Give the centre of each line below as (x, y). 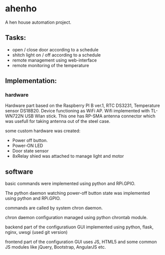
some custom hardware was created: (43, 131)
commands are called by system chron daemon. (54, 208)
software (19, 171)
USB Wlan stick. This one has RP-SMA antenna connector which (90, 116)
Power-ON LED (28, 146)
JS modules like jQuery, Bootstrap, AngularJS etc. (55, 247)
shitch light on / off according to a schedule (56, 55)
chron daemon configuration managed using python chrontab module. (76, 218)
